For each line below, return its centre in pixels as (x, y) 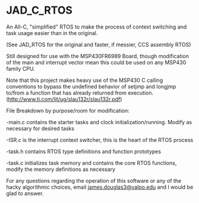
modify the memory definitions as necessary (61, 169)
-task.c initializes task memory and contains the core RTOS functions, (91, 163)
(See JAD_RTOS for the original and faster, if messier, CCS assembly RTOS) (99, 45)
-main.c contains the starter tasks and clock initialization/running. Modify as (99, 122)
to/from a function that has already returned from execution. (80, 93)
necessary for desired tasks (40, 128)
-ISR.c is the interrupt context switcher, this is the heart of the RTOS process (100, 139)
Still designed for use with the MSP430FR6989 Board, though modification (97, 56)
